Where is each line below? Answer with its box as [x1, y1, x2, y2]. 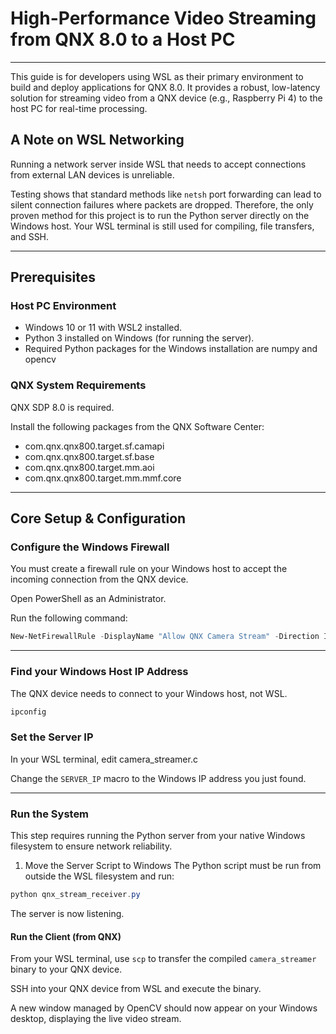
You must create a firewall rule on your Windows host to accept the [10, 563, 288, 575]
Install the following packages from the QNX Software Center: [10, 420, 265, 432]
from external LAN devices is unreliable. [10, 168, 175, 181]
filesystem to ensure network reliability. [10, 840, 173, 852]
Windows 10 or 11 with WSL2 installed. [24, 322, 183, 334]
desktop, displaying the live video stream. [10, 1013, 182, 1025]
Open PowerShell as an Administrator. [10, 593, 167, 605]
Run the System [10, 807, 90, 821]
